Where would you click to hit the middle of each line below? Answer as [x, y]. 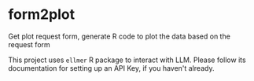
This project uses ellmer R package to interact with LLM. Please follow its [127, 60]
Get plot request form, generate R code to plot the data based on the [119, 36]
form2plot [42, 15]
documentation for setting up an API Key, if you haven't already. [111, 68]
